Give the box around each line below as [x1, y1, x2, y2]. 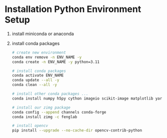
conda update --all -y [11, 77, 59, 83]
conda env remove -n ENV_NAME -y [11, 54, 82, 59]
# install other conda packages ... [11, 91, 88, 96]
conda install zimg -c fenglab [11, 114, 77, 119]
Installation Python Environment [4, 3, 141, 15]
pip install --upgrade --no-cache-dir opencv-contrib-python [11, 128, 142, 133]
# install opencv [11, 123, 48, 128]
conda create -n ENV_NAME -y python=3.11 [11, 59, 100, 64]
